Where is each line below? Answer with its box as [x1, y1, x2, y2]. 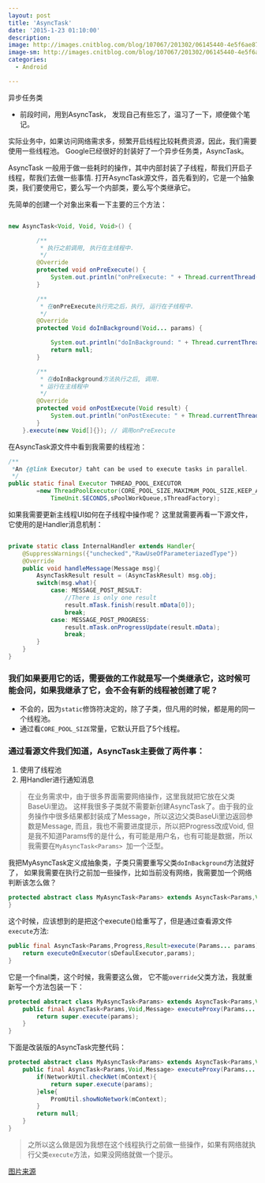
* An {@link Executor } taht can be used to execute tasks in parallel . [11, 464, 248, 473]
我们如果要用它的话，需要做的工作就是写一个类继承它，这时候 [8, 673, 243, 684]
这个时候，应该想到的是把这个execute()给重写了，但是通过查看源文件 [8, 916, 233, 926]
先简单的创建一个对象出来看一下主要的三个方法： [8, 199, 167, 209]
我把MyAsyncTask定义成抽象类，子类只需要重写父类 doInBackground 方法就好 [8, 858, 255, 867]
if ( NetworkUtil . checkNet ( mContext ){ [36, 1073, 157, 1081]
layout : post [8, 11, 51, 20]
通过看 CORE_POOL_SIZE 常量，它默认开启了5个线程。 [19, 724, 185, 734]
